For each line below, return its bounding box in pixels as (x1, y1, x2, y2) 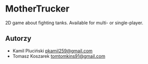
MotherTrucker (5, 3, 69, 15)
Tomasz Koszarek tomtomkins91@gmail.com (12, 53, 106, 59)
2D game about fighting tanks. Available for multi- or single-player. (5, 20, 143, 26)
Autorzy (5, 34, 32, 43)
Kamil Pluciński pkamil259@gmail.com (12, 47, 93, 53)
